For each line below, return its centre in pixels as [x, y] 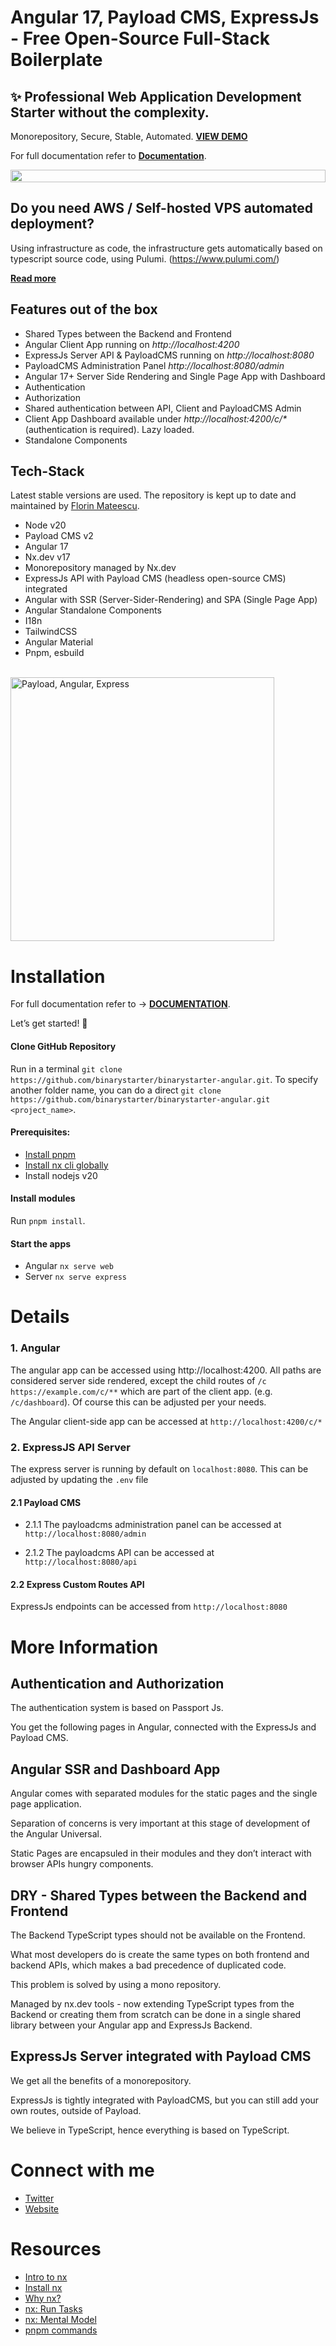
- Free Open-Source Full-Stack [140, 38]
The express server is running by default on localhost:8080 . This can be [159, 1468]
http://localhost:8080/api [81, 1562]
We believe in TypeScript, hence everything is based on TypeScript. [150, 2130]
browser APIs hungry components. [82, 1864]
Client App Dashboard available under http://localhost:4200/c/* [156, 418]
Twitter [39, 2198]
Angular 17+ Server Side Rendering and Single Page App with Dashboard [175, 376]
